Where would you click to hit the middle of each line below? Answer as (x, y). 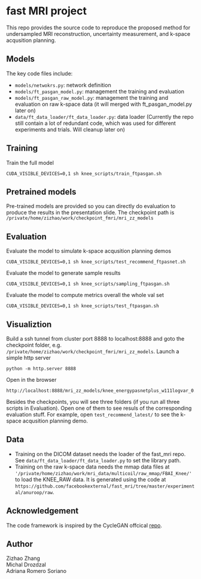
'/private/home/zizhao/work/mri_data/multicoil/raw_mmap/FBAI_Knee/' (103, 473)
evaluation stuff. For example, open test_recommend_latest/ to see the (93, 414)
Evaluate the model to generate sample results (63, 273)
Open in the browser (31, 380)
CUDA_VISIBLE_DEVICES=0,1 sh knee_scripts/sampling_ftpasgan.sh (88, 284)
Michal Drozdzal (26, 565)
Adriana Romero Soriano (36, 571)
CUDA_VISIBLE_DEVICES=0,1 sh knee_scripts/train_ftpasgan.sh (84, 174)
